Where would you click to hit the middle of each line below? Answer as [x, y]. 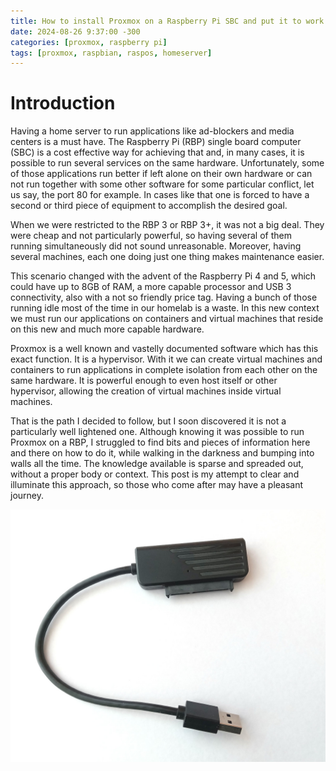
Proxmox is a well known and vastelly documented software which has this [164, 349]
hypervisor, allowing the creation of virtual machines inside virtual [146, 391]
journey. [27, 496]
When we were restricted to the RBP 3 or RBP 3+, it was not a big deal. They [167, 225]
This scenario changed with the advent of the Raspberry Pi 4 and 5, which [163, 276]
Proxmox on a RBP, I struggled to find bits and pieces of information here [160, 442]
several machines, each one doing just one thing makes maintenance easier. [167, 257]
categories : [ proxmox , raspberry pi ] [89, 42]
